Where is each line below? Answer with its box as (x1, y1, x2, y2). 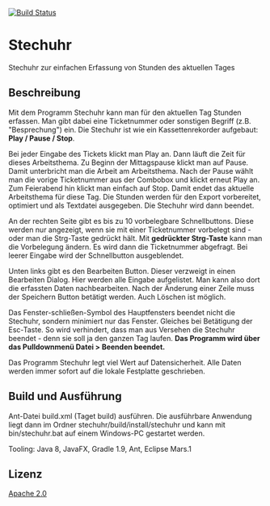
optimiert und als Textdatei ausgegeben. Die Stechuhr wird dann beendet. (8, 200, 255, 210)
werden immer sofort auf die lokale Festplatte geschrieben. (8, 366, 205, 376)
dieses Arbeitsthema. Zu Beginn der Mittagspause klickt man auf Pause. (8, 158, 249, 167)
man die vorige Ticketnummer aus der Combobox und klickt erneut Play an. (8, 175, 260, 184)
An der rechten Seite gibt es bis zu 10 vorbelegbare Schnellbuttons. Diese (8, 216, 255, 226)
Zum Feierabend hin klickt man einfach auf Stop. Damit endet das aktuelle (8, 183, 255, 193)
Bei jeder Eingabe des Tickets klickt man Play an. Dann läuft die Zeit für (8, 149, 246, 158)
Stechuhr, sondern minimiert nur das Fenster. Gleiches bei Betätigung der (8, 316, 253, 326)
